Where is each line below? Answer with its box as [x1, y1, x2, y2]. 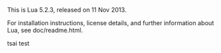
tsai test [7, 39, 30, 47]
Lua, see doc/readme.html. [7, 26, 84, 34]
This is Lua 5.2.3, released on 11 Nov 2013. [7, 6, 127, 14]
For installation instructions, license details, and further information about [7, 19, 214, 26]
